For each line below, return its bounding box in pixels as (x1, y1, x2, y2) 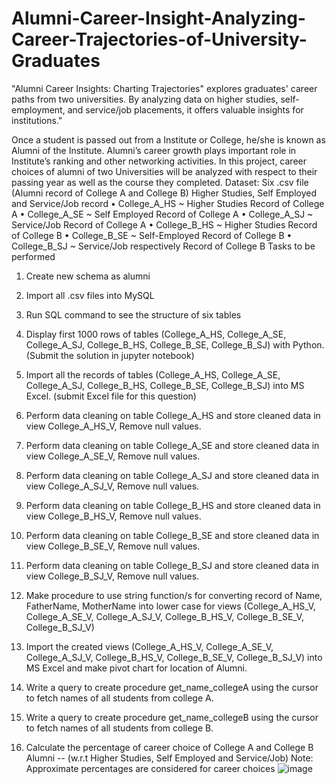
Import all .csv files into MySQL (25, 289, 155, 301)
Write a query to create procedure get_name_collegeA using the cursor (25, 681, 319, 693)
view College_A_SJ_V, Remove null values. (25, 480, 200, 492)
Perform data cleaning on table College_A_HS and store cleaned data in (25, 409, 321, 421)
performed (11, 250, 56, 262)
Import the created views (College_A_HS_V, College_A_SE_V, (25, 640, 274, 652)
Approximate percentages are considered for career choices (25, 762, 276, 774)
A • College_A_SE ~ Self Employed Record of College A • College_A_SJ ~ (11, 208, 314, 220)
